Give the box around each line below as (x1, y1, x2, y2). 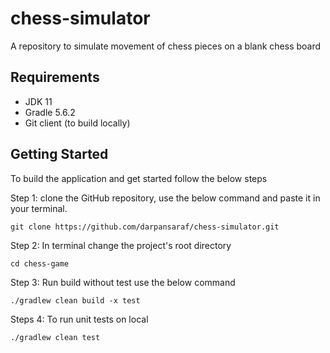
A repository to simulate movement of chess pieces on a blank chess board (10, 40, 322, 52)
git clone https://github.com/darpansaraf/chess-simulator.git (10, 222, 280, 232)
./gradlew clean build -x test (10, 295, 141, 306)
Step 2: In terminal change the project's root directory (10, 239, 232, 251)
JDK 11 (24, 95, 53, 107)
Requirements (10, 69, 100, 86)
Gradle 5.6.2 (24, 106, 76, 118)
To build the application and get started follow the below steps (10, 172, 268, 184)
